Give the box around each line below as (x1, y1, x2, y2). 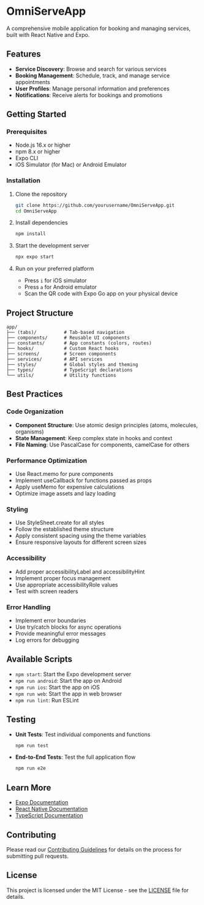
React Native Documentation (15, 806, 88, 813)
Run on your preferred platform (15, 265, 94, 273)
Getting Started (6, 109, 67, 120)
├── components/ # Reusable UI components (6, 335, 130, 341)
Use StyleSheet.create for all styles (15, 519, 105, 526)
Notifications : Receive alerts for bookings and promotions (15, 91, 163, 99)
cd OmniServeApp (15, 208, 57, 214)
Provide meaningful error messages (15, 629, 106, 637)
